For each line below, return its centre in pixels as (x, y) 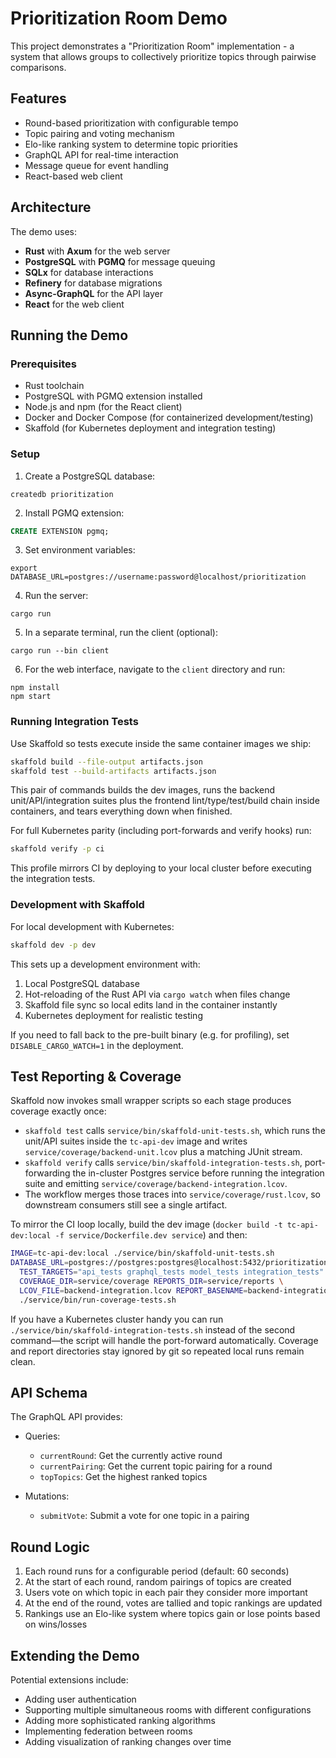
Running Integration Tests (74, 722)
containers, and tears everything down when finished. (121, 811)
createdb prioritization (62, 494)
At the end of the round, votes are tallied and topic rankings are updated (173, 1603)
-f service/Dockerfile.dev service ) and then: (151, 1235)
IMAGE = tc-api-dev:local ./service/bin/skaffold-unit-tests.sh (142, 1253)
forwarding (47, 1173)
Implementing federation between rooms (108, 1731)
